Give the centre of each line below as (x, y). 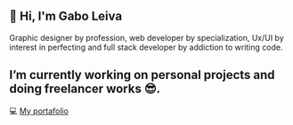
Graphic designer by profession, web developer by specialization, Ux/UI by (147, 37)
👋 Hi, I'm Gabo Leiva (66, 16)
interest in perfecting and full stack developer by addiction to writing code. (146, 47)
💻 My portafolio (39, 111)
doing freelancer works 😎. (85, 89)
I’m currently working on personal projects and (142, 75)
